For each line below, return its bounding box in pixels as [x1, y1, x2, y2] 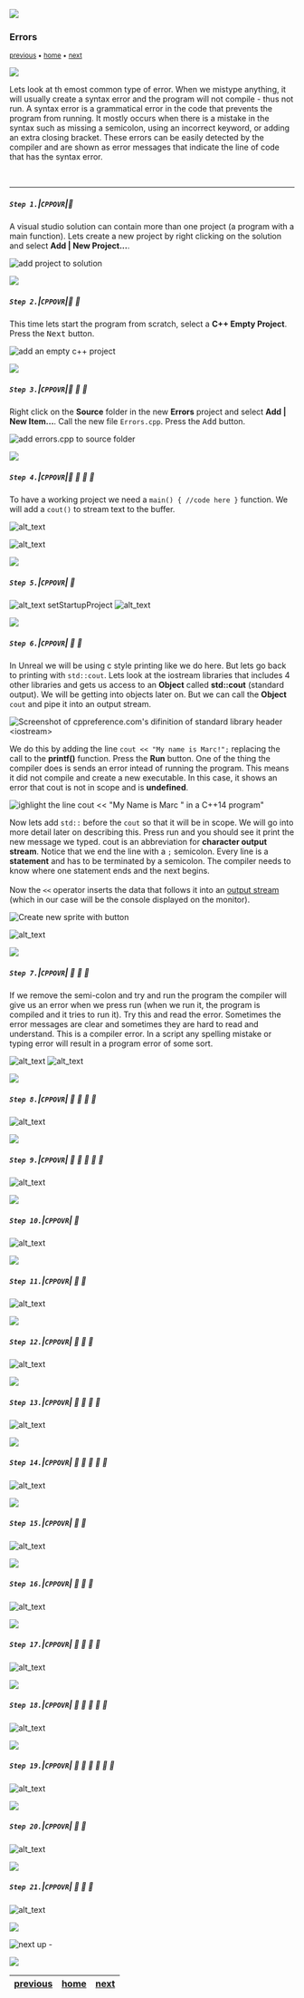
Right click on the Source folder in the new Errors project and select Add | [9, 406, 287, 417]
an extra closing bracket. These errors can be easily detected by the [9, 132, 264, 143]
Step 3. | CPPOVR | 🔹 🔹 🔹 [9, 383, 88, 394]
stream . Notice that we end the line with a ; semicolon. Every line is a [9, 846, 269, 857]
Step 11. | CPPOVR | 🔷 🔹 [9, 1275, 87, 1286]
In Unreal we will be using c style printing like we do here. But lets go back [9, 660, 287, 671]
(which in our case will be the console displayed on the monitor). [9, 894, 251, 906]
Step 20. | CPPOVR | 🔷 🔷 [9, 1820, 87, 1831]
